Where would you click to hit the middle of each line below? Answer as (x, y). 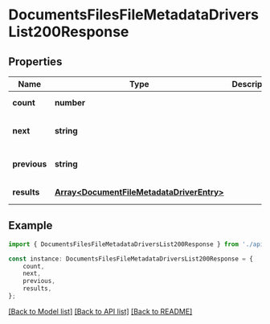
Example (31, 226)
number (70, 103)
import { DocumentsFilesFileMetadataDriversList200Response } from (124, 244)
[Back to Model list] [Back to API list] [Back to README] (100, 311)
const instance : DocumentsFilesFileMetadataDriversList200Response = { (131, 259)
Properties (35, 62)
